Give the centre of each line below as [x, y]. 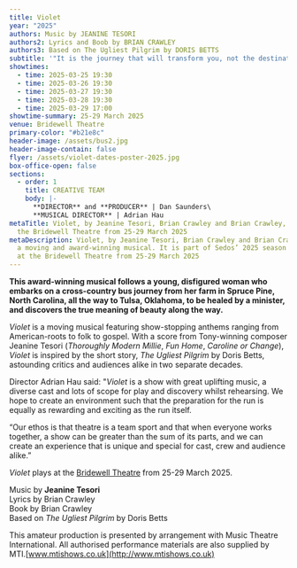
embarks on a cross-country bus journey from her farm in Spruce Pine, [142, 291]
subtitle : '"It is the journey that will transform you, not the [132, 58]
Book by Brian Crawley [51, 509]
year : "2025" [33, 26]
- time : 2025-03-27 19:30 [65, 91]
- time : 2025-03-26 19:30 [65, 83]
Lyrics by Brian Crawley [52, 499]
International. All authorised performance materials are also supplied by [139, 545]
